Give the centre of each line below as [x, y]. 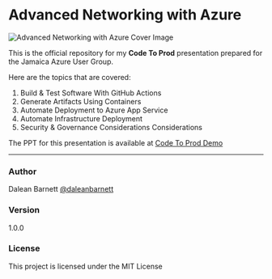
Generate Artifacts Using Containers [81, 101]
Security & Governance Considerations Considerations [111, 127]
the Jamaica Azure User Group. [61, 61]
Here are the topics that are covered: [70, 77]
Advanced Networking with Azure [125, 15]
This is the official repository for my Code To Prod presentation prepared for [136, 53]
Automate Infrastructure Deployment [81, 118]
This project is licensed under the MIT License [86, 266]
